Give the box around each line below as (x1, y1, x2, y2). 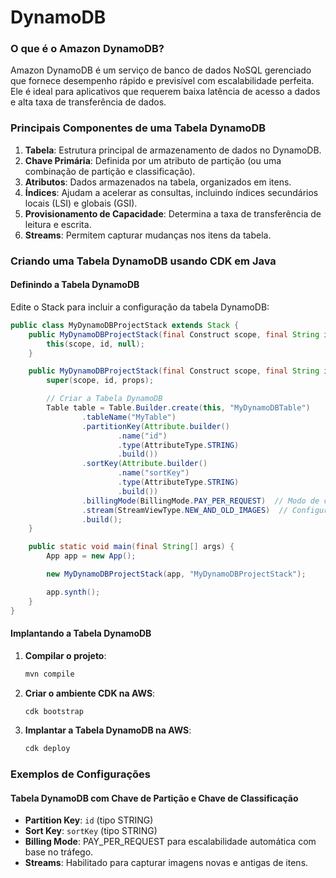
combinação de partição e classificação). (24, 165, 196, 177)
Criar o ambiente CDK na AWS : (24, 687, 156, 699)
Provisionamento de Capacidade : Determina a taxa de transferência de (24, 207, 322, 220)
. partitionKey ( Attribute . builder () (81, 421, 230, 431)
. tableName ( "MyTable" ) (81, 412, 177, 422)
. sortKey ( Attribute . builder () (81, 459, 208, 469)
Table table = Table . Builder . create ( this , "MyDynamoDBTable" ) (46, 403, 311, 413)
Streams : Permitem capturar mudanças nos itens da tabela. (24, 229, 272, 241)
